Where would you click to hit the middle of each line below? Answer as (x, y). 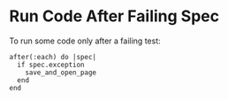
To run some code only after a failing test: (85, 41)
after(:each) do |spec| (53, 57)
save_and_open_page (61, 73)
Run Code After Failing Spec (114, 16)
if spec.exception (51, 65)
